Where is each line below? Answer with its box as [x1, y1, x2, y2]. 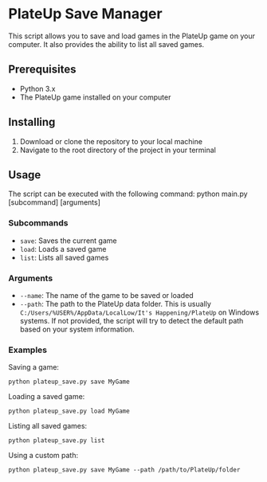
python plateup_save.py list [8, 437, 105, 445]
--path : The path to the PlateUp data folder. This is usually [19, 299, 211, 308]
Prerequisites [8, 63, 77, 76]
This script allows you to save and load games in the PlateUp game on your [8, 31, 255, 41]
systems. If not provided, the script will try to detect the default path [19, 315, 244, 325]
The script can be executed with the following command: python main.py [8, 189, 249, 199]
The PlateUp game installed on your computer [19, 92, 171, 102]
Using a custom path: [8, 451, 78, 460]
